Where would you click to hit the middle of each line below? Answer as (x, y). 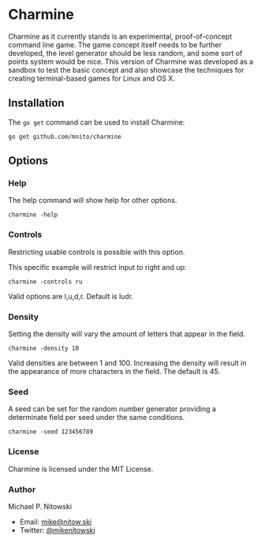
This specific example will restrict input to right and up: (97, 267)
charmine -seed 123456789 (50, 432)
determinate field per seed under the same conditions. (97, 418)
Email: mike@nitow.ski (56, 522)
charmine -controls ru (45, 282)
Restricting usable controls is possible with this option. (97, 252)
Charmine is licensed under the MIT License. (81, 469)
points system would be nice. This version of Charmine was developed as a (131, 62)
